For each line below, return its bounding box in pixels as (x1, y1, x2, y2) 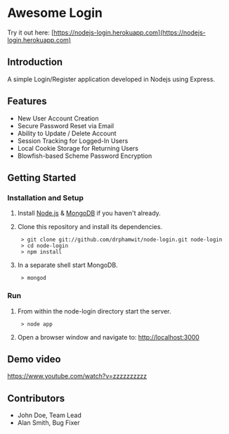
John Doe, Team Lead (17, 411, 82, 420)
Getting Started (7, 171, 77, 184)
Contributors (7, 392, 65, 404)
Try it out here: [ (7, 28, 54, 37)
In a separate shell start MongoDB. (17, 261, 118, 269)
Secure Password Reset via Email (17, 121, 115, 130)
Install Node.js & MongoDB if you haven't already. (17, 209, 162, 218)
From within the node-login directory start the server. (17, 306, 171, 315)
